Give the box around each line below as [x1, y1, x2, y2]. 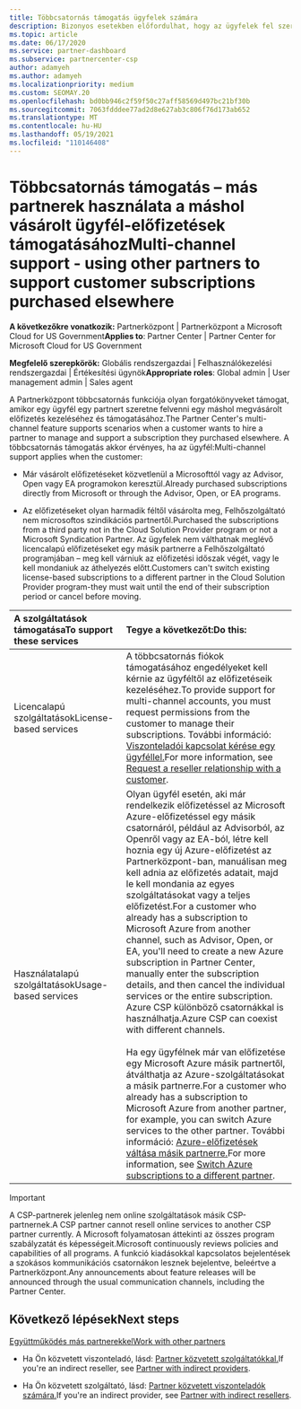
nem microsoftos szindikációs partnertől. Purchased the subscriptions [21, 514, 279, 525]
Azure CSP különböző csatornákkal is [125, 1001, 284, 1013]
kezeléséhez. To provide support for [125, 683, 276, 696]
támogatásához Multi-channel [9, 234, 236, 254]
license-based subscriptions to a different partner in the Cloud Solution [21, 572, 286, 582]
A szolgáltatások [13, 612, 88, 625]
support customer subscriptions [9, 272, 256, 293]
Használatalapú [13, 967, 79, 979]
